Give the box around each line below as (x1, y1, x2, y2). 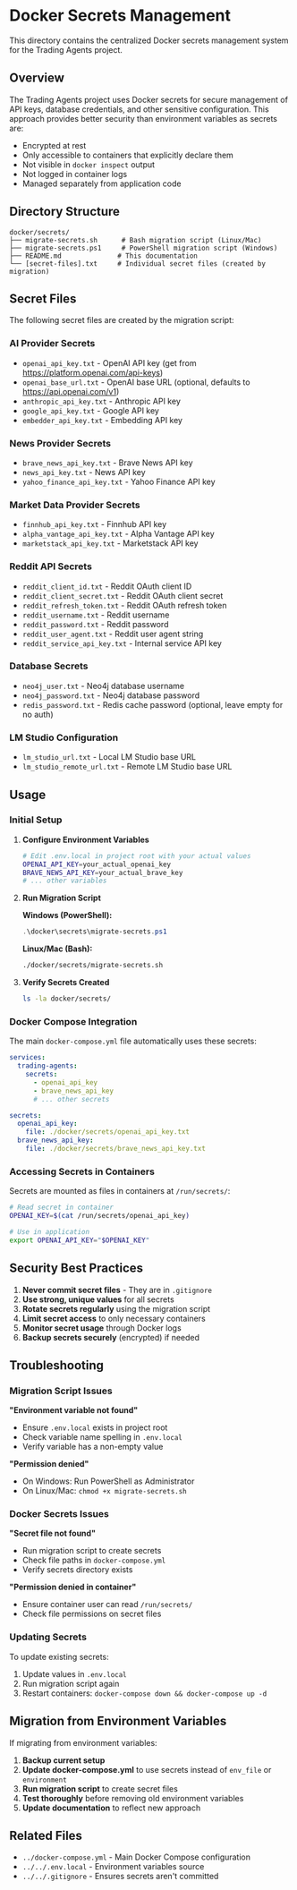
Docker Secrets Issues (9, 1508, 109, 1520)
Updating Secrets (9, 1630, 88, 1643)
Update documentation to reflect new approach (21, 1802, 201, 1813)
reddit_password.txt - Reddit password (21, 618, 169, 629)
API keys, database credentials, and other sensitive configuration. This (9, 104, 270, 115)
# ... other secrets (32, 1094, 110, 1103)
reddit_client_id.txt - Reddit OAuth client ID (21, 581, 192, 592)
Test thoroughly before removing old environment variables (21, 1792, 244, 1803)
